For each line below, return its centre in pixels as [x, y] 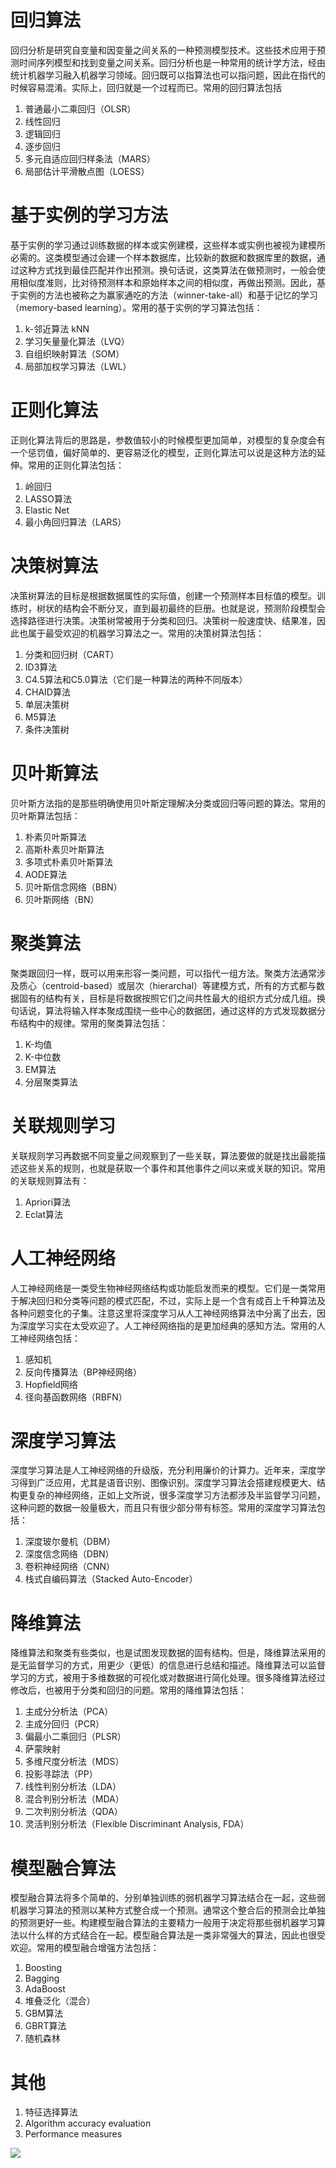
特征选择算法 [51, 2112]
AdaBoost [45, 1989]
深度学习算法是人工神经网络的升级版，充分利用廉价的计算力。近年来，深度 [163, 1470]
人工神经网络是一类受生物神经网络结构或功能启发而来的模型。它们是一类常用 [168, 1288]
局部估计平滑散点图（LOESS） [87, 171]
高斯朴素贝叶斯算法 [64, 849]
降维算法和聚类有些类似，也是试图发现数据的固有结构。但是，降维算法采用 [163, 1653]
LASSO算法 [48, 498]
